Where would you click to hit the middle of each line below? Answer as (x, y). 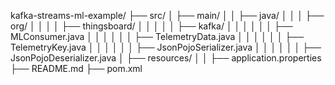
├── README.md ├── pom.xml (76, 68)
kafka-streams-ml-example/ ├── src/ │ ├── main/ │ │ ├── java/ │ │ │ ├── (167, 15)
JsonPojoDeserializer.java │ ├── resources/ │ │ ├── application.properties (166, 58)
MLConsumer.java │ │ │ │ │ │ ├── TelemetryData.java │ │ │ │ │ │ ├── (157, 36)
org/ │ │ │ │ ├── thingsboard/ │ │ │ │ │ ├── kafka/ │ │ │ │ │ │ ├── (151, 26)
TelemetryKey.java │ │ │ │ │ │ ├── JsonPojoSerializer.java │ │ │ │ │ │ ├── (166, 47)
